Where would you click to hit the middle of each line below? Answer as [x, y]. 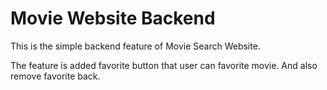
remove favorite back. [55, 76]
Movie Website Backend [113, 18]
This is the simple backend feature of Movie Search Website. [135, 46]
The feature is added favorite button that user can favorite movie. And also [164, 65]
